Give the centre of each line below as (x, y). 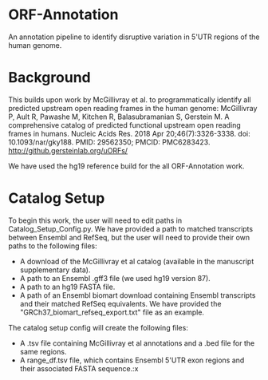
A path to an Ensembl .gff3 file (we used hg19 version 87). (115, 278)
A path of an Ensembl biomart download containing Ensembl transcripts (138, 295)
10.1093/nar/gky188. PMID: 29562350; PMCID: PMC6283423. (109, 142)
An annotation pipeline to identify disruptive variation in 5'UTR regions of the (134, 37)
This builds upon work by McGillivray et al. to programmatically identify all (130, 99)
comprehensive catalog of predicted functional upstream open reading (124, 125)
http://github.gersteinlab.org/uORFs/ (68, 150)
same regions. (43, 351)
